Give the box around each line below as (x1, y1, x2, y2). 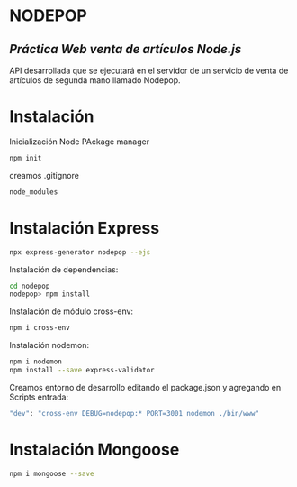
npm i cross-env (9, 324, 70, 333)
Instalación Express (9, 217, 160, 238)
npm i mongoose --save (9, 469, 94, 478)
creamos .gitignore (9, 170, 79, 180)
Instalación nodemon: (9, 340, 90, 351)
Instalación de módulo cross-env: (9, 306, 133, 317)
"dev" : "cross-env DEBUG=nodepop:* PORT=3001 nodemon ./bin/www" (9, 409, 259, 418)
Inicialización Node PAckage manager (9, 136, 150, 147)
